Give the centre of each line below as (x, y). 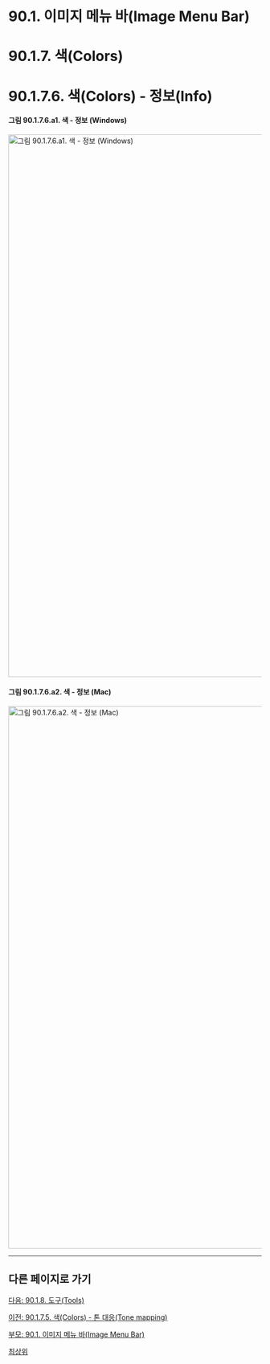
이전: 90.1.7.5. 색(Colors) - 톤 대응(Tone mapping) (88, 1317)
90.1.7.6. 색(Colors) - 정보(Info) (110, 96)
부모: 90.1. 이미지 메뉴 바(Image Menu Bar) (76, 1334)
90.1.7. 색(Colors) (66, 56)
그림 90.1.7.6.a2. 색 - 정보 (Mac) (60, 692)
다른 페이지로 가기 (50, 1279)
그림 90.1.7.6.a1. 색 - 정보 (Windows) (67, 121)
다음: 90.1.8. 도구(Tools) (46, 1300)
